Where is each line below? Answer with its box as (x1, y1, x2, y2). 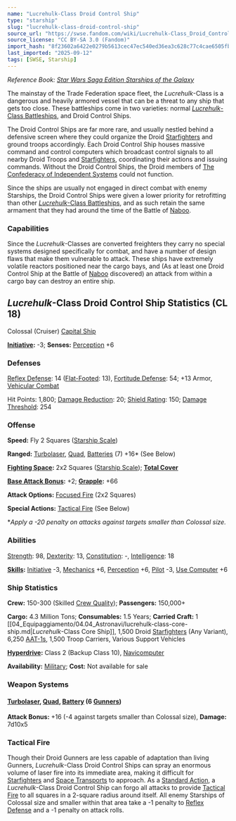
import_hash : (7, 43, 46, 50)
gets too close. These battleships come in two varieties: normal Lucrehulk (7, 103, 221, 113)
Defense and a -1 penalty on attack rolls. (7, 806, 124, 815)
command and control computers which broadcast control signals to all (7, 147, 214, 155)
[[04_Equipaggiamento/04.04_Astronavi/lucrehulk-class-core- (7, 620, 188, 628)
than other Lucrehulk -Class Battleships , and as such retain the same (7, 198, 205, 207)
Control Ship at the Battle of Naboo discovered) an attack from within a (7, 269, 213, 278)
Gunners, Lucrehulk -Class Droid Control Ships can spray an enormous (7, 761, 211, 770)
